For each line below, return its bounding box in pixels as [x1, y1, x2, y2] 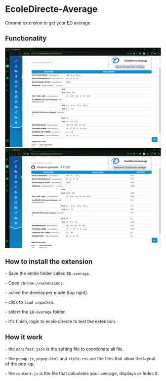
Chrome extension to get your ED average [5, 20, 90, 26]
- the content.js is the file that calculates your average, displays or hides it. [5, 371, 159, 377]
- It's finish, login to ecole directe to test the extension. [5, 319, 117, 325]
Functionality [5, 34, 47, 43]
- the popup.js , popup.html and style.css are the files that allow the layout [5, 356, 156, 362]
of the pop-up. [5, 361, 35, 367]
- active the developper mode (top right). [5, 290, 88, 296]
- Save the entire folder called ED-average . [5, 271, 90, 276]
